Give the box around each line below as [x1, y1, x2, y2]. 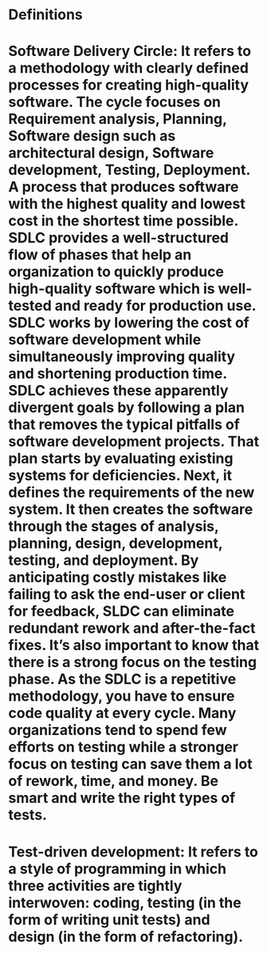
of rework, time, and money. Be [8, 772, 219, 790]
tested [8, 297, 52, 315]
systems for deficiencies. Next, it [8, 467, 233, 485]
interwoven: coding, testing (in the [8, 893, 241, 911]
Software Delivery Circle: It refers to [8, 42, 252, 61]
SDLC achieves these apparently [8, 382, 229, 400]
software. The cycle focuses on [8, 93, 222, 111]
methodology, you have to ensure [8, 687, 235, 705]
